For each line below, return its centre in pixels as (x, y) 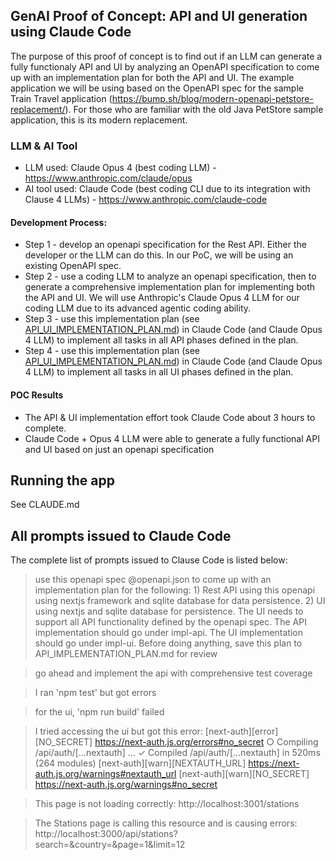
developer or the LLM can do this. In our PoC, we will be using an (159, 255)
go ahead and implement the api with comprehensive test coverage (173, 673)
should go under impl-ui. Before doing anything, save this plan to (168, 643)
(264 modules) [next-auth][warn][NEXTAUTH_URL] (140, 763)
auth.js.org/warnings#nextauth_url (105, 774)
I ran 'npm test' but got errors (95, 693)
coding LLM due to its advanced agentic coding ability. (138, 308)
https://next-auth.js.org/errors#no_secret (179, 742)
